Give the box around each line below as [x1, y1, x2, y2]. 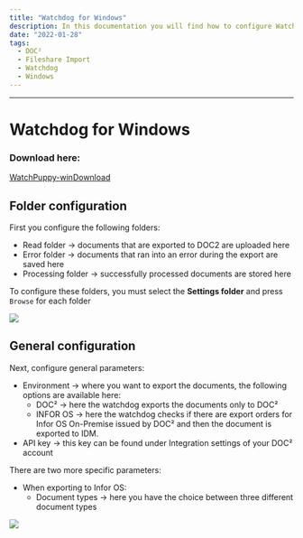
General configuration [9, 339, 136, 354]
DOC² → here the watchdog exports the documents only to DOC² [35, 399, 279, 410]
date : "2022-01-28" [9, 30, 83, 39]
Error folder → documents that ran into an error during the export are [22, 249, 279, 260]
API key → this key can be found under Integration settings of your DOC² [22, 437, 293, 448]
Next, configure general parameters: [9, 362, 145, 373]
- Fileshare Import [17, 55, 91, 64]
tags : [9, 38, 30, 48]
